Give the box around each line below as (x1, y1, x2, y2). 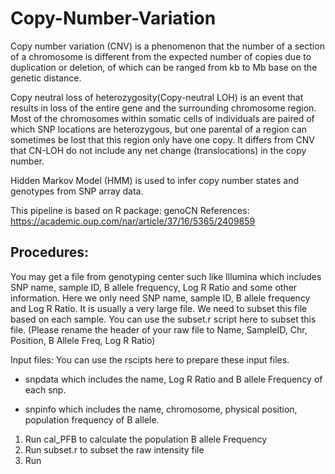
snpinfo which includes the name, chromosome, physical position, (24, 403, 298, 415)
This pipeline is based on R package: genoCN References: (10, 204, 250, 216)
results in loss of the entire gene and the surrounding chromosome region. (10, 102, 317, 114)
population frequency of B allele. (24, 413, 160, 426)
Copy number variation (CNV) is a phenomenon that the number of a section (10, 40, 325, 52)
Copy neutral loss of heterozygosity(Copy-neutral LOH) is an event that (10, 91, 304, 103)
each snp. (24, 383, 67, 396)
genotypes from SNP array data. (10, 185, 144, 197)
